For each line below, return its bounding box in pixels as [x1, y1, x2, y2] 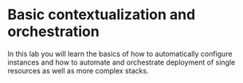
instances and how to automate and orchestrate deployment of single [7, 57, 236, 67]
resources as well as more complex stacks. [7, 65, 149, 75]
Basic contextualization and [7, 6, 196, 24]
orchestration [7, 22, 100, 41]
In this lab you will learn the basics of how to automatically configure [7, 49, 233, 58]
